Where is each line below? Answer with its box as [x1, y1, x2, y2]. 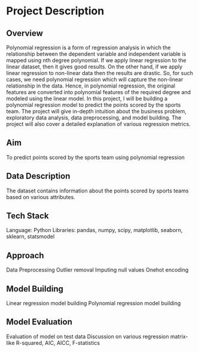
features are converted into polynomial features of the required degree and [6, 89, 191, 95]
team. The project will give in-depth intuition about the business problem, [6, 108, 187, 115]
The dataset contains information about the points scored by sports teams [6, 187, 189, 194]
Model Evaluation [6, 317, 73, 327]
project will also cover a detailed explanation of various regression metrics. [6, 121, 191, 127]
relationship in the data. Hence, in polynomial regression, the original [6, 82, 175, 89]
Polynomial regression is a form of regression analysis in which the [6, 44, 171, 51]
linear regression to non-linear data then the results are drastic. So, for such [6, 70, 193, 76]
